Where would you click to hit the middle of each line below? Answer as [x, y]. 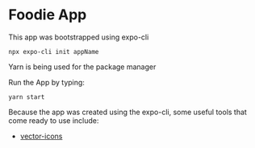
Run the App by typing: [46, 82]
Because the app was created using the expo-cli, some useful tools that [128, 112]
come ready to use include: [54, 120]
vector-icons [41, 136]
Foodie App [48, 15]
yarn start [27, 97]
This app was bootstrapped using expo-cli [79, 37]
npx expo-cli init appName [54, 51]
